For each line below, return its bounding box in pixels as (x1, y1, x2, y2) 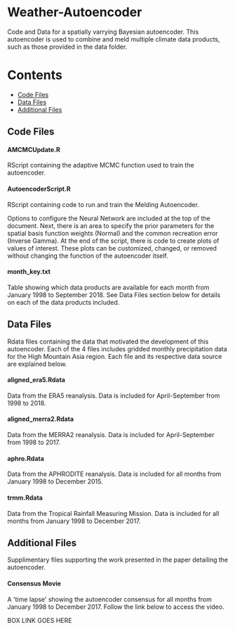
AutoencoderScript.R (7, 184, 72, 194)
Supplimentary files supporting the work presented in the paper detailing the (7, 555, 229, 564)
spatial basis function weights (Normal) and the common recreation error (7, 229, 219, 237)
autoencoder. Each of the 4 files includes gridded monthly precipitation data (7, 344, 228, 353)
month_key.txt (7, 267, 51, 276)
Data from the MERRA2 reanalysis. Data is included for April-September (7, 431, 215, 439)
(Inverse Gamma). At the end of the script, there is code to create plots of (7, 237, 220, 245)
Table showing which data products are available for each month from (7, 283, 210, 291)
